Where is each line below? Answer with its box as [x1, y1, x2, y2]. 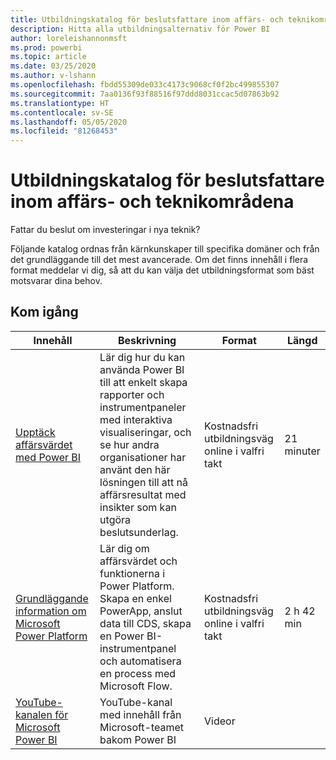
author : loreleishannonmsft [10, 33, 128, 43]
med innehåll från [99, 707, 182, 721]
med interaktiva [99, 412, 173, 426]
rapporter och [99, 387, 165, 401]
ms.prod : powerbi [10, 42, 83, 53]
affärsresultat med [99, 487, 187, 501]
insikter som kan [99, 500, 177, 514]
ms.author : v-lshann [10, 71, 97, 81]
